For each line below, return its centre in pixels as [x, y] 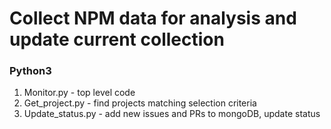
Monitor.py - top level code [79, 93]
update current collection [117, 39]
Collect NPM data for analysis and [153, 18]
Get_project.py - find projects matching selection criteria [140, 103]
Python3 [30, 71]
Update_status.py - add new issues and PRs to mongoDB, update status [172, 114]
